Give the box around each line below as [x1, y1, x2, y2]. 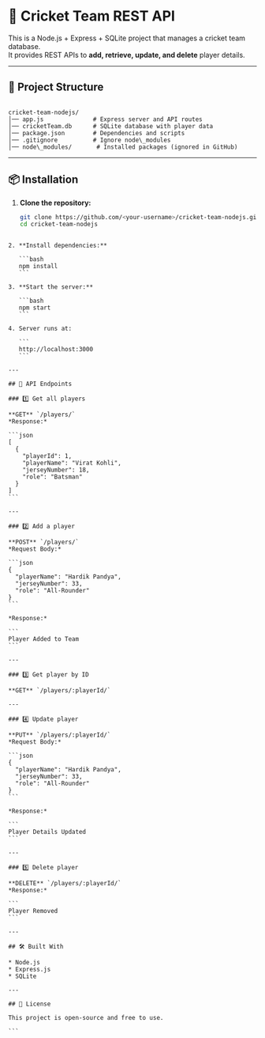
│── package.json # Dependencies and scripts [8, 129, 185, 137]
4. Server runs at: [8, 324, 73, 333]
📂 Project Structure [8, 81, 104, 94]
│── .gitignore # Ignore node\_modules [8, 136, 171, 144]
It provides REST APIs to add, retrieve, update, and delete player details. [8, 50, 246, 59]
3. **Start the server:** [8, 283, 93, 291]
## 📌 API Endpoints [8, 380, 73, 388]
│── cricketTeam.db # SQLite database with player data [8, 122, 214, 130]
